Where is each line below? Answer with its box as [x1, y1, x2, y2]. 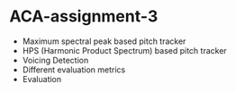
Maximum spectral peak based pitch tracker [22, 36, 186, 46]
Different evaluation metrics [22, 64, 126, 75]
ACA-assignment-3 [9, 6, 159, 27]
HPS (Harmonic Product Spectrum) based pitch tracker [22, 45, 227, 55]
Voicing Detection [22, 54, 89, 65]
